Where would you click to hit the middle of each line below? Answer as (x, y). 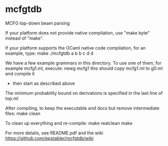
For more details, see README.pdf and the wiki (54, 133)
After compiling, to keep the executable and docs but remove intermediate (82, 108)
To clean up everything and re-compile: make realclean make (69, 123)
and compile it (20, 73)
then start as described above (44, 83)
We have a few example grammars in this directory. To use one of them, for (83, 63)
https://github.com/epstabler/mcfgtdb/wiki (49, 138)
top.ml (12, 98)
